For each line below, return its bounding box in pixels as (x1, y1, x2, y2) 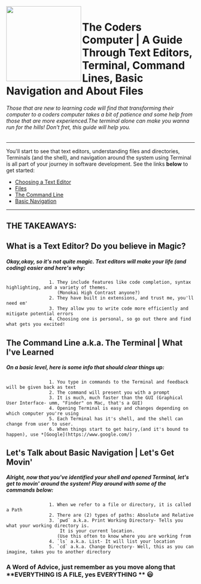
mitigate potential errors (6, 311, 74, 317)
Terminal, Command (82, 59, 185, 73)
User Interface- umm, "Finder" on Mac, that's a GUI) (6, 400, 144, 406)
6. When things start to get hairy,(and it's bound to (48, 426, 188, 432)
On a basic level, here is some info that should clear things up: (6, 364, 165, 371)
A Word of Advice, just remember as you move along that (6, 562, 175, 571)
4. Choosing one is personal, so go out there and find (48, 316, 191, 322)
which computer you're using (6, 411, 79, 417)
